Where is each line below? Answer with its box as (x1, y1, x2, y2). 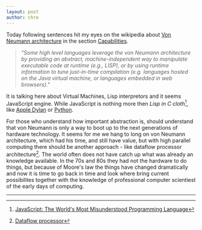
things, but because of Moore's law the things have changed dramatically (6, 163, 188, 171)
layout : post (6, 8, 39, 15)
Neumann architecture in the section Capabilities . (6, 37, 129, 44)
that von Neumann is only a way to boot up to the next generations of (6, 124, 178, 132)
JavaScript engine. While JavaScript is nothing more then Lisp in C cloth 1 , (6, 98, 189, 107)
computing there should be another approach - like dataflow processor (6, 144, 182, 151)
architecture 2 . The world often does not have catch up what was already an (6, 150, 194, 158)
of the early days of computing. (6, 183, 84, 190)
